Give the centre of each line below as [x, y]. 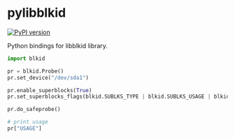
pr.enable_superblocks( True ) [50, 90]
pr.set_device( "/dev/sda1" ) [48, 78]
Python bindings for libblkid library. [58, 45]
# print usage [28, 122]
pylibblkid [37, 13]
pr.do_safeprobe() [34, 110]
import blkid [26, 58]
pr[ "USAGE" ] [24, 129]
